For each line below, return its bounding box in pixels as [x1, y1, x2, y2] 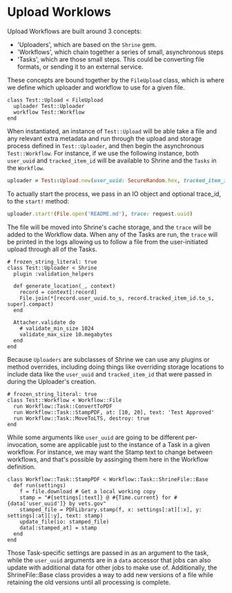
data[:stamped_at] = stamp [19, 524, 97, 531]
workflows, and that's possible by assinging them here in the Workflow [7, 455, 209, 464]
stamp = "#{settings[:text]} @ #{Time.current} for [19, 494, 171, 501]
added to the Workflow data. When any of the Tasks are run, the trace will [7, 230, 218, 239]
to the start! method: [7, 197, 69, 205]
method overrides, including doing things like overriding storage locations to [7, 363, 224, 371]
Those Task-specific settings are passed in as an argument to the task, [7, 548, 209, 557]
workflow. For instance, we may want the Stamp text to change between [7, 448, 213, 456]
